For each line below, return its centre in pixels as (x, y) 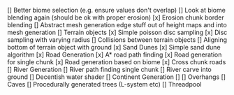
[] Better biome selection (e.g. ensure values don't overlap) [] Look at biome (116, 10)
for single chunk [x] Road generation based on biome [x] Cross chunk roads (117, 62)
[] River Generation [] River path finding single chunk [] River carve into (109, 70)
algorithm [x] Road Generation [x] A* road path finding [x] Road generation (115, 54)
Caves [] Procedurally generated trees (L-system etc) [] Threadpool (104, 84)
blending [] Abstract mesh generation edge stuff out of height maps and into (117, 25)
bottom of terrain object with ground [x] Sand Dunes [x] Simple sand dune (114, 47)
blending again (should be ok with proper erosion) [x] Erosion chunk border (116, 17)
